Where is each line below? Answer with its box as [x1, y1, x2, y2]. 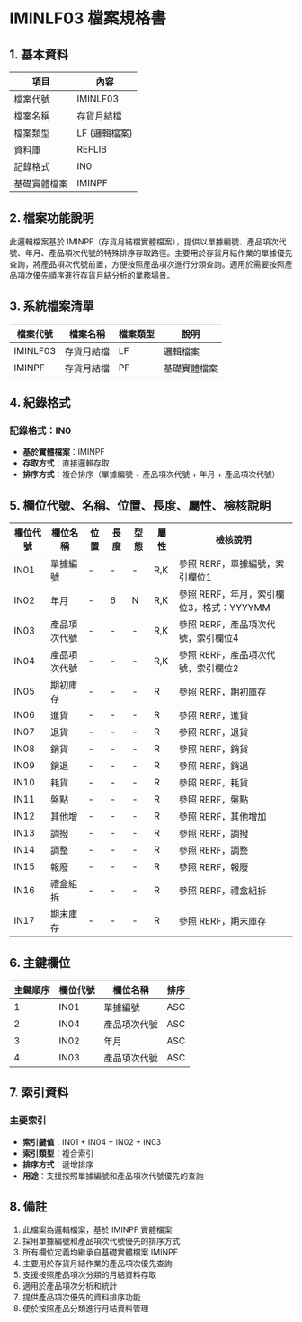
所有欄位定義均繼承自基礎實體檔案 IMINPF [22, 1247, 178, 1258]
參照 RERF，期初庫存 [178, 686, 267, 698]
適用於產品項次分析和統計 [22, 1281, 118, 1291]
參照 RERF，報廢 [178, 861, 249, 874]
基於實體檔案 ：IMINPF [22, 447, 105, 457]
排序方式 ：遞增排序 [22, 1158, 94, 1169]
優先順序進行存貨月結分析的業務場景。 [32, 270, 175, 280]
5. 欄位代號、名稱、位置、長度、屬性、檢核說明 [9, 498, 271, 513]
